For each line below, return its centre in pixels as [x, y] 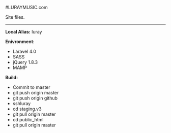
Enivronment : [20, 42]
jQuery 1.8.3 [25, 62]
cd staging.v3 [27, 109]
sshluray [22, 103]
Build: [12, 77]
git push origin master [36, 93]
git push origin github [35, 98]
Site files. [15, 17]
